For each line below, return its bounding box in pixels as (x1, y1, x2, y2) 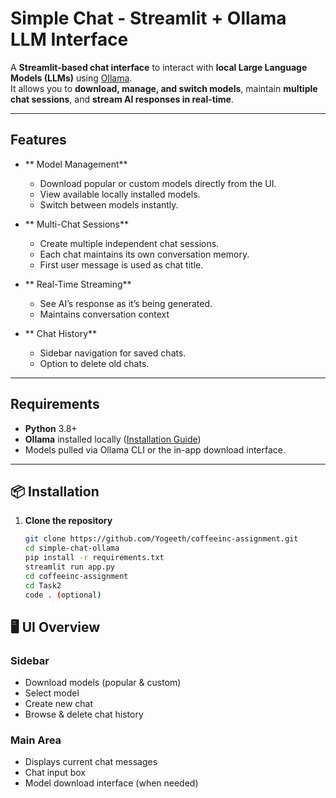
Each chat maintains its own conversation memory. (39, 248, 250, 260)
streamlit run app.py (24, 562, 115, 572)
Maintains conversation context (39, 308, 170, 320)
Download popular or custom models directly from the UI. (39, 177, 277, 189)
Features (10, 132, 67, 149)
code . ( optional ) (24, 590, 102, 600)
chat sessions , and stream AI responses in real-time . (10, 93, 234, 105)
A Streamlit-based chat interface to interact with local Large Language (10, 61, 308, 73)
